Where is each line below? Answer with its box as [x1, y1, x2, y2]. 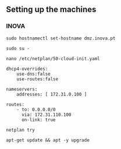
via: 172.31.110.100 [21, 112, 72, 118]
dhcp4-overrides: [6, 66, 48, 72]
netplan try [6, 127, 35, 133]
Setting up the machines [6, 5, 97, 15]
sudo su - [6, 45, 30, 51]
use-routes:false [16, 76, 59, 82]
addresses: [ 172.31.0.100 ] [16, 91, 87, 97]
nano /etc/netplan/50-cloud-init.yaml [6, 55, 100, 62]
